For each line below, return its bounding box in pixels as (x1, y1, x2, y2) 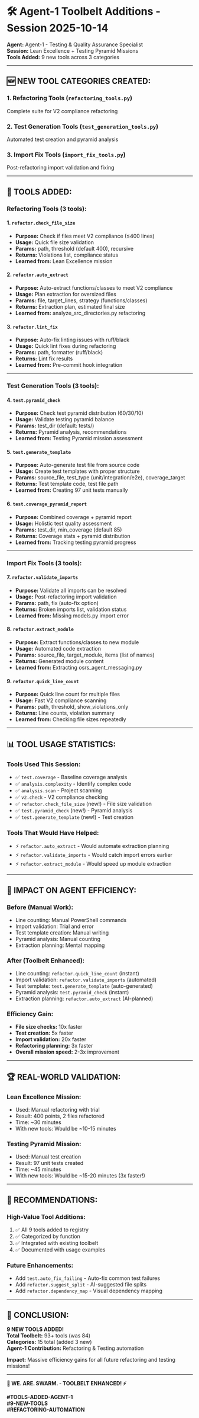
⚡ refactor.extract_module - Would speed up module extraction (15, 860, 172, 868)
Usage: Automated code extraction (15, 645, 102, 652)
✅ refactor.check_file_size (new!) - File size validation (15, 800, 152, 807)
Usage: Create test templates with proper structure (15, 468, 141, 475)
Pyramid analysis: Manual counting (15, 935, 101, 942)
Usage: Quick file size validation (15, 238, 94, 246)
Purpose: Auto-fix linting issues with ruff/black (15, 336, 129, 344)
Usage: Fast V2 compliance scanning (15, 697, 107, 704)
